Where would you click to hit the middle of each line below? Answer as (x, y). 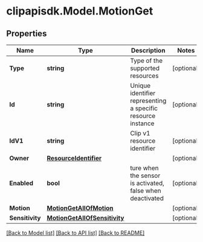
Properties (27, 34)
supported (145, 68)
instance (142, 123)
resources (144, 76)
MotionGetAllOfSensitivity (85, 218)
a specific (144, 108)
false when (145, 191)
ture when (144, 168)
